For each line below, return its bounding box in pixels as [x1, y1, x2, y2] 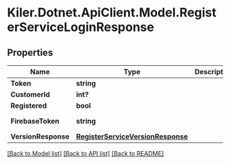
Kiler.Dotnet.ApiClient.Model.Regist [7, 5, 217, 21]
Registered [10, 101, 47, 110]
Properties [7, 47, 53, 58]
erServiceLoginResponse [7, 19, 155, 35]
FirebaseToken [10, 117, 60, 126]
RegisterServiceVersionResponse [76, 132, 188, 141]
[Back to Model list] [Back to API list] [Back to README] [7, 150, 164, 157]
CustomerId [10, 90, 50, 99]
